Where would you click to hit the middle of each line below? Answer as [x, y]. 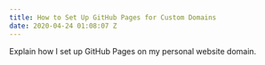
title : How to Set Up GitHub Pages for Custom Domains [113, 17]
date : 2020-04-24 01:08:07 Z [63, 26]
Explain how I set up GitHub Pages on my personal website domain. [133, 51]
